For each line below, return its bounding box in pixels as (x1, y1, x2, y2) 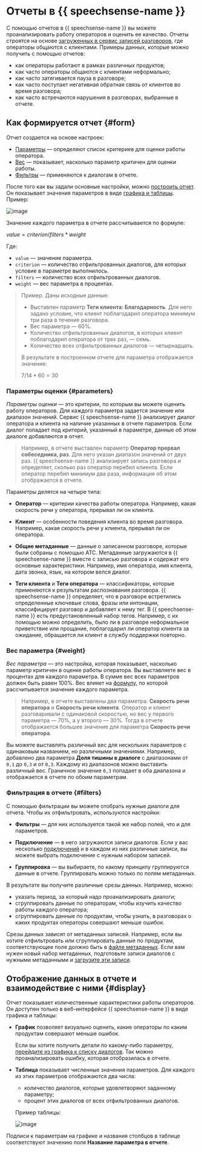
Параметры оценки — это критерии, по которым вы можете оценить (6, 401, 186, 408)
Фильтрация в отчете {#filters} (6, 789, 102, 797)
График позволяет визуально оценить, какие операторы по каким (15, 1023, 187, 1031)
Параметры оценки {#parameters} (6, 387, 114, 395)
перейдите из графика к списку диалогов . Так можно (15, 1048, 154, 1055)
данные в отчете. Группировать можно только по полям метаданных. (15, 869, 196, 877)
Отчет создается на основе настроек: (6, 134, 105, 141)
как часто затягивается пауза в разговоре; (15, 74, 126, 82)
